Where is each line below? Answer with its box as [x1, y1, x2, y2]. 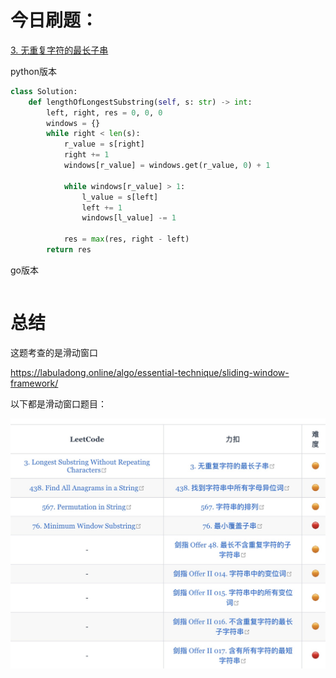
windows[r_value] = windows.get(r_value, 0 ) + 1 [63, 161, 271, 171]
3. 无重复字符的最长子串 [10, 44, 109, 56]
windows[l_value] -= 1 [81, 213, 177, 223]
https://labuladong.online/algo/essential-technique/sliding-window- [10, 366, 290, 378]
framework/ [10, 377, 59, 389]
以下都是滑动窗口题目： [10, 397, 107, 410]
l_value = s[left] [81, 192, 159, 202]
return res [46, 245, 92, 255]
